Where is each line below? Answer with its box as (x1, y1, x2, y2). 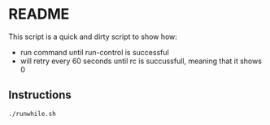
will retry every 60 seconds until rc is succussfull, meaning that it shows (20, 56, 263, 66)
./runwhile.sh (8, 110, 57, 118)
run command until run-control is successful (20, 47, 169, 57)
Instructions (8, 88, 72, 102)
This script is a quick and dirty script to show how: (8, 32, 177, 41)
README (8, 5, 70, 24)
